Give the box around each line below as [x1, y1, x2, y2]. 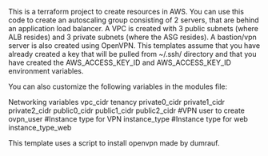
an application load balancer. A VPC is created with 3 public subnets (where [8, 24, 258, 33]
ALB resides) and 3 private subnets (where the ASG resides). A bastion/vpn [8, 32, 258, 42]
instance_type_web [8, 123, 72, 132]
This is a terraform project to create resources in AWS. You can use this [8, 7, 244, 16]
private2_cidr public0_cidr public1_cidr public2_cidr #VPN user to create [8, 106, 246, 115]
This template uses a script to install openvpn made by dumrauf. [8, 138, 220, 147]
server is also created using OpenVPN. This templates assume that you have [8, 41, 261, 50]
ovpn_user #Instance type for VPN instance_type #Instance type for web [8, 114, 248, 123]
